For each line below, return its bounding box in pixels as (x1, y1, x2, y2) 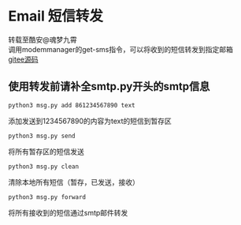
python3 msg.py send (8, 132, 76, 140)
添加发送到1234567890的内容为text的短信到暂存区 (8, 116, 172, 126)
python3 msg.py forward (8, 193, 87, 201)
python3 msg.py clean (8, 163, 80, 171)
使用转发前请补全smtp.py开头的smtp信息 (8, 80, 210, 93)
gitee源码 (8, 54, 39, 64)
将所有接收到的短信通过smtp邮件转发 (8, 208, 128, 217)
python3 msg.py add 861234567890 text (8, 101, 135, 109)
